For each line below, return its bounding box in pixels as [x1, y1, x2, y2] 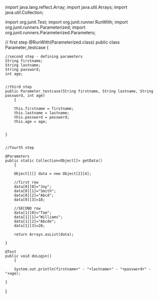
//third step [5, 84, 32, 89]
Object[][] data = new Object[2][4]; [14, 171, 92, 176]
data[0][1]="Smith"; [14, 188, 56, 193]
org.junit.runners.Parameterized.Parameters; [5, 30, 96, 35]
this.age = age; [14, 119, 48, 124]
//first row [14, 180, 39, 185]
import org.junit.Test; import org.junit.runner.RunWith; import [5, 19, 128, 25]
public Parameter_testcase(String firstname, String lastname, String [5, 89, 154, 94]
